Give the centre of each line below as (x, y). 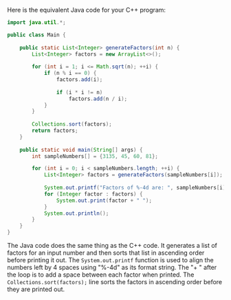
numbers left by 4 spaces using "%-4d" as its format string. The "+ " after (112, 267)
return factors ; (55, 130)
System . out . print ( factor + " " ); (104, 200)
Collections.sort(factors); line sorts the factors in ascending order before (115, 282)
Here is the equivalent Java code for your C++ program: (87, 10)
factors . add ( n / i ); (98, 99)
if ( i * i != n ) (79, 92)
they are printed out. (36, 289)
